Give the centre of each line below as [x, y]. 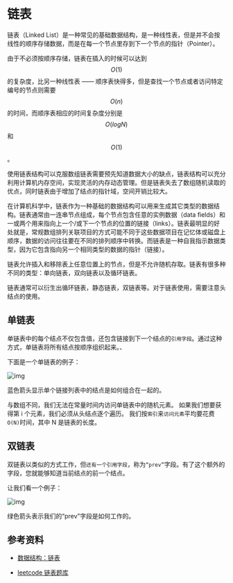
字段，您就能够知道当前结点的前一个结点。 [68, 473]
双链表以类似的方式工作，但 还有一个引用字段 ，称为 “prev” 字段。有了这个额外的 [116, 464]
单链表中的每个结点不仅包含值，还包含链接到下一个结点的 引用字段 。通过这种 [115, 338]
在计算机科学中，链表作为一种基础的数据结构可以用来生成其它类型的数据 [110, 206]
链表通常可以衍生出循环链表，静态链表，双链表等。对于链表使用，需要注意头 [116, 287]
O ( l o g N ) [116, 124]
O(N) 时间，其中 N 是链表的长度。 [54, 422]
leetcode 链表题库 [43, 573]
